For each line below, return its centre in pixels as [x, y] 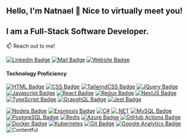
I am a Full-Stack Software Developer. [78, 31]
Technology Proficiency [36, 73]
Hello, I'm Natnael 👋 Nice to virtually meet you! [95, 11]
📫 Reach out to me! [31, 46]
